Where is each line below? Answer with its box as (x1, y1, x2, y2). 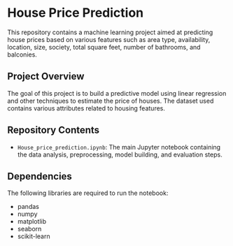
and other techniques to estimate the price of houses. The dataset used (7, 96, 214, 105)
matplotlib (17, 217, 47, 226)
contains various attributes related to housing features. (7, 103, 166, 113)
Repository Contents (7, 124, 100, 136)
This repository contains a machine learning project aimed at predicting (7, 28, 213, 36)
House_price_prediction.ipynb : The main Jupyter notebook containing (17, 143, 221, 151)
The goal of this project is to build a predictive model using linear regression (7, 89, 227, 97)
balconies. (7, 50, 37, 59)
